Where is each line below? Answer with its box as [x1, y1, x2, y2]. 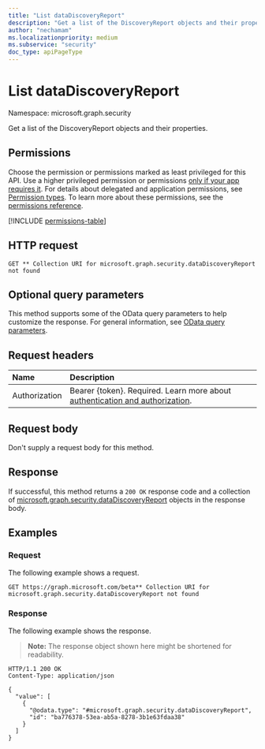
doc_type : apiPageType [8, 48, 83, 56]
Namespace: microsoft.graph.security [8, 108, 132, 117]
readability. [27, 650, 65, 659]
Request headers [8, 348, 95, 362]
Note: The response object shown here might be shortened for [27, 641, 233, 650]
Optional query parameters [8, 288, 144, 301]
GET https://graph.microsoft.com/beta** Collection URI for [8, 583, 211, 591]
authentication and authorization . [69, 395, 192, 406]
